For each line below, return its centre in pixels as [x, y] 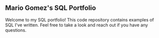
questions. [16, 30]
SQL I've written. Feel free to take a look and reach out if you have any [77, 25]
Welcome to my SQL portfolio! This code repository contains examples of [79, 19]
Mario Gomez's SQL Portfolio [51, 8]
